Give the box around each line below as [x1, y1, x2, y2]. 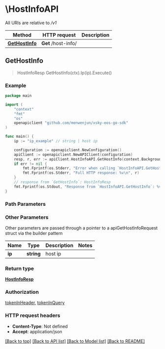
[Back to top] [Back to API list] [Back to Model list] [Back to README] [5, 338, 145, 344]
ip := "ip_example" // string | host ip [14, 139, 98, 144]
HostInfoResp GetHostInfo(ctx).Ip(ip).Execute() [17, 70, 112, 76]
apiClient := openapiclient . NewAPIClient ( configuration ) [14, 152, 133, 157]
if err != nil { [14, 161, 48, 166]
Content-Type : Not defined [12, 323, 68, 329]
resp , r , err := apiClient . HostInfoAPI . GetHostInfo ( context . [14, 156, 141, 161]
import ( [5, 102, 23, 107]
